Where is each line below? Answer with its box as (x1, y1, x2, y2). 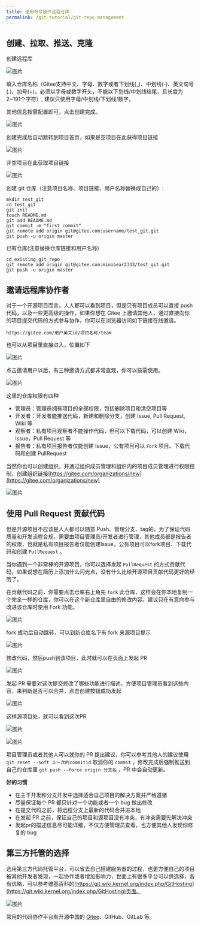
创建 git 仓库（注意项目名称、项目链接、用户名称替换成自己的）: (6, 185, 164, 192)
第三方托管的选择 (6, 848, 69, 858)
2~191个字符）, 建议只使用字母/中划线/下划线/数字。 (6, 95, 134, 102)
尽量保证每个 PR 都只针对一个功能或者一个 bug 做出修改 (14, 798, 153, 806)
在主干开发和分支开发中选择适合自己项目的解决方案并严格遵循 (14, 791, 167, 798)
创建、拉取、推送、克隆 (6, 38, 93, 48)
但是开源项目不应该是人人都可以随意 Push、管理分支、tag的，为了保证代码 (6, 525, 190, 532)
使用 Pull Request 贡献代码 (6, 508, 105, 518)
